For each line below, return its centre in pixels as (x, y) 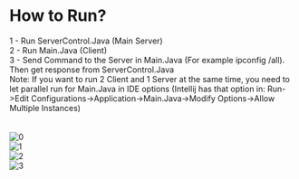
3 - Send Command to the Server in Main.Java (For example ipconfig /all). (147, 60)
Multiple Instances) (45, 108)
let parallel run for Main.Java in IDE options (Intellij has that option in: (137, 89)
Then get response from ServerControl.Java (92, 70)
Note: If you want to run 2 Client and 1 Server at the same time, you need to (150, 79)
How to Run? (58, 16)
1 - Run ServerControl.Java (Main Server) (86, 41)
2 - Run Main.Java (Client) (58, 50)
